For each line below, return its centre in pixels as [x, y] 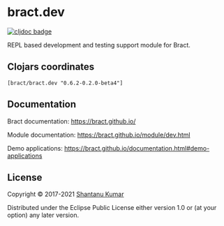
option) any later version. [43, 215]
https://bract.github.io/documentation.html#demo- [137, 148]
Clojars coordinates [51, 67]
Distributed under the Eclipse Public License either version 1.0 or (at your [112, 208]
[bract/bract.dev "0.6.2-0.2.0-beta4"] [65, 83]
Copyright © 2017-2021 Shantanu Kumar [66, 194]
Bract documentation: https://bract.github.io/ [72, 121]
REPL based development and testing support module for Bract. [99, 45]
